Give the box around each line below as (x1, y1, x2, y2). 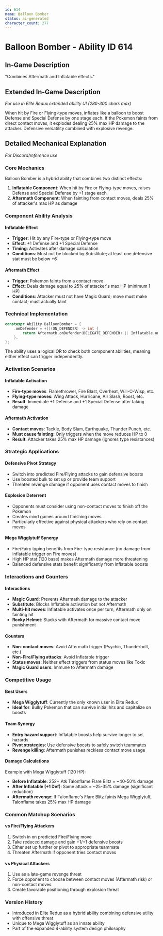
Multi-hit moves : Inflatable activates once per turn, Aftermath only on (12, 607, 152, 612)
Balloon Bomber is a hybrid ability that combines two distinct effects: (5, 176, 142, 181)
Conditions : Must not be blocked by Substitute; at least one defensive (12, 251, 153, 257)
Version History (5, 899, 43, 905)
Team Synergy (5, 721, 35, 727)
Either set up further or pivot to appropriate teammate (12, 844, 120, 850)
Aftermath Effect (5, 267, 40, 273)
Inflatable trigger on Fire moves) (12, 551, 77, 557)
